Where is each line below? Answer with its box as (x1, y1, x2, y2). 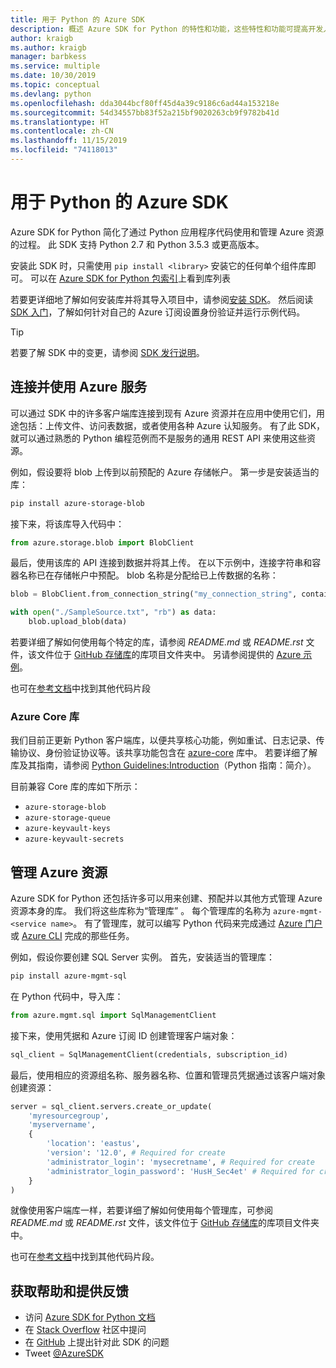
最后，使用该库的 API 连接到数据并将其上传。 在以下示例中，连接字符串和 (10, 557, 313, 569)
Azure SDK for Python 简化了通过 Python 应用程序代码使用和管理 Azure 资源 (10, 226, 325, 238)
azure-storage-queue (24, 813, 111, 823)
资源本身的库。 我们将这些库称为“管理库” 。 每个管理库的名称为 (10, 905, 272, 917)
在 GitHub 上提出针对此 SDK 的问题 (24, 1336, 170, 1348)
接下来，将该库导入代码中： (10, 517, 125, 530)
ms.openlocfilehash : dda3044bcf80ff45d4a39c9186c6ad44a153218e (10, 98, 280, 108)
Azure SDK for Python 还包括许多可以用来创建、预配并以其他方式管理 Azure (10, 892, 323, 905)
